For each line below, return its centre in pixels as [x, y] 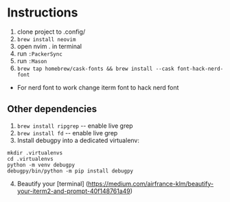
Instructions [43, 13]
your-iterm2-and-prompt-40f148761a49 [73, 191]
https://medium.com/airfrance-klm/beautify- [151, 183]
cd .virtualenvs [30, 159]
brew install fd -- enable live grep [67, 133]
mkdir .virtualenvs [35, 153]
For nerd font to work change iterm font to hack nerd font [98, 87]
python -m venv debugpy [41, 165]
